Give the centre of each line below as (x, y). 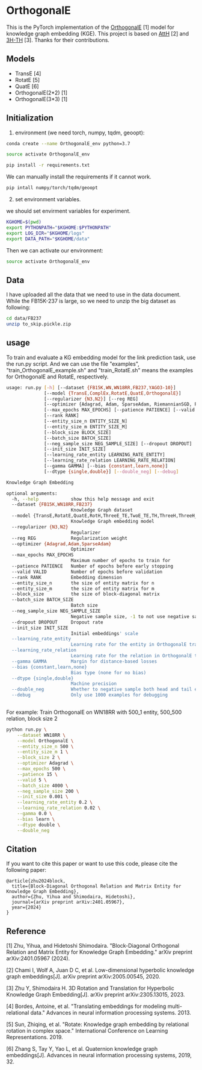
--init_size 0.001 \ (43, 797)
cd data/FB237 (24, 319)
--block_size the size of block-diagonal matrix (86, 594)
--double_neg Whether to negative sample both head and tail (102, 690)
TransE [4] (28, 74)
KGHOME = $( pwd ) (24, 222)
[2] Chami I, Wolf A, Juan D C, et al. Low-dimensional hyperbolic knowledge (100, 970)
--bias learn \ (36, 819)
